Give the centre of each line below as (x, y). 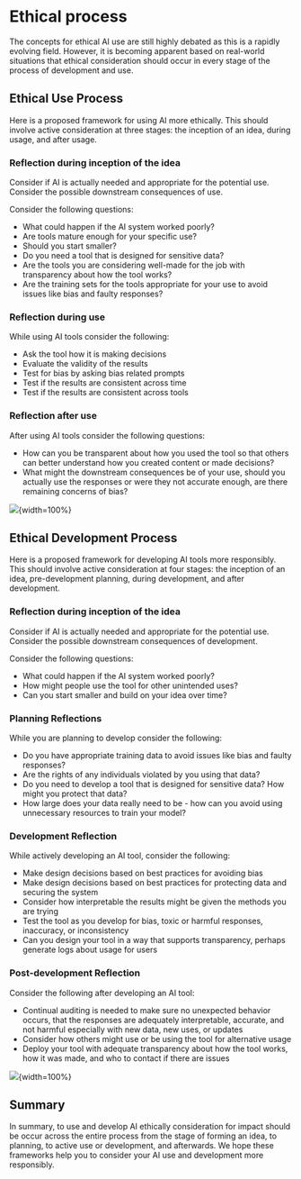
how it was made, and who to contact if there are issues (126, 1058)
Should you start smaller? (69, 246)
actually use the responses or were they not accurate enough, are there (155, 481)
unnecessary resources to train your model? (104, 813)
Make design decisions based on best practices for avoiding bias (142, 873)
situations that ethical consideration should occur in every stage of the (140, 60)
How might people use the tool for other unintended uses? (130, 685)
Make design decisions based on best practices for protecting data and (155, 883)
